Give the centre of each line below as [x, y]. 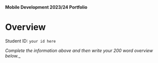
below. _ [13, 56]
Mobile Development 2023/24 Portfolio [46, 7]
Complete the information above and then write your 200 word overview [79, 50]
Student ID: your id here [30, 41]
